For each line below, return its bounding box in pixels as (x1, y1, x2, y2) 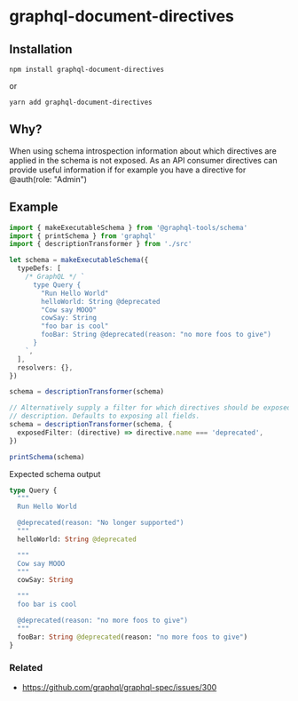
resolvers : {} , (17, 362, 74, 372)
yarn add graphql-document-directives (9, 98, 153, 107)
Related (9, 662, 43, 674)
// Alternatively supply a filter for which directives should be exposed (9, 403, 292, 412)
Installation (9, 42, 73, 57)
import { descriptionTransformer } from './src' (9, 240, 192, 249)
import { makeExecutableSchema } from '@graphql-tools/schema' (9, 223, 248, 232)
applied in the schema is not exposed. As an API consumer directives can (9, 155, 278, 165)
